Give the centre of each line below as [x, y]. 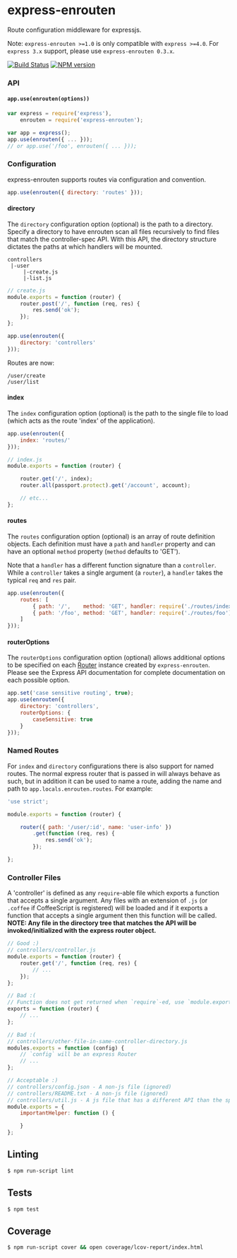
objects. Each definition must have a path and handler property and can [111, 543]
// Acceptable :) [33, 1081]
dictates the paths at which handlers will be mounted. [85, 247]
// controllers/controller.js [52, 950]
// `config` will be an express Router [79, 1054]
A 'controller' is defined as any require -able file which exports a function [114, 893]
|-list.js [37, 278]
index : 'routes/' [45, 440]
